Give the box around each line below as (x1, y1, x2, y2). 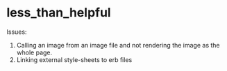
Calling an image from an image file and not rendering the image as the (16, 41, 220, 49)
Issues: (6, 28, 27, 36)
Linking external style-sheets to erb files (16, 55, 133, 63)
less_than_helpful (6, 5, 112, 21)
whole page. (16, 48, 53, 57)
